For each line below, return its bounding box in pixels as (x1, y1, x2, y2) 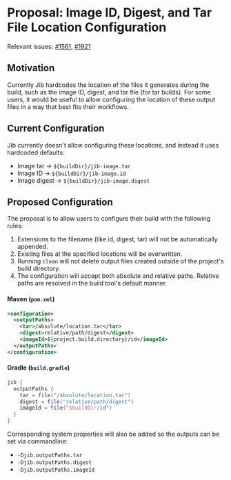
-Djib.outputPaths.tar (17, 452, 83, 459)
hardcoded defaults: (7, 148, 65, 157)
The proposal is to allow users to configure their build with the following (7, 214, 211, 223)
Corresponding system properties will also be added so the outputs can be (7, 430, 220, 439)
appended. (17, 243, 48, 251)
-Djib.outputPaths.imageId (17, 467, 95, 474)
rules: (7, 222, 23, 230)
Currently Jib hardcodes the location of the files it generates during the (7, 81, 210, 89)
